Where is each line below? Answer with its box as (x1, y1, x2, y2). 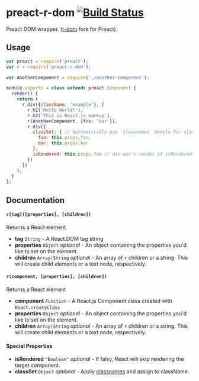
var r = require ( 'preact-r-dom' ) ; (6, 64, 92, 70)
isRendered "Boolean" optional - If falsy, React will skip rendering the (14, 356, 185, 363)
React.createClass (14, 305, 60, 311)
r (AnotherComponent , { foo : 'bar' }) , (27, 118, 118, 124)
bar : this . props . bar (37, 140, 89, 146)
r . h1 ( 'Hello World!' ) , (27, 107, 84, 113)
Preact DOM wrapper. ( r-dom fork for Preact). (6, 25, 118, 33)
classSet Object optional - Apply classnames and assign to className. (14, 368, 190, 375)
